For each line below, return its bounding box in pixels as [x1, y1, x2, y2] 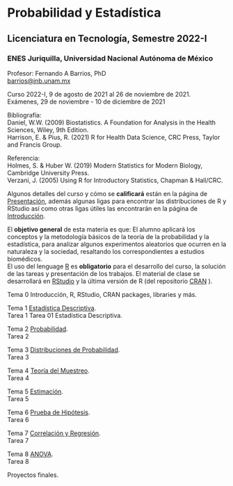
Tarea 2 [7, 332, 29, 340]
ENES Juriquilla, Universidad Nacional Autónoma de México [7, 54, 214, 63]
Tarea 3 [7, 353, 29, 361]
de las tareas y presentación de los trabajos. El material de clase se [7, 269, 200, 277]
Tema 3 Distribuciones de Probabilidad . [7, 346, 120, 354]
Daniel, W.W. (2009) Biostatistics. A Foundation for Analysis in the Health [7, 118, 216, 127]
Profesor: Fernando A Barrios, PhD [7, 69, 106, 77]
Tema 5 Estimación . [7, 387, 64, 396]
